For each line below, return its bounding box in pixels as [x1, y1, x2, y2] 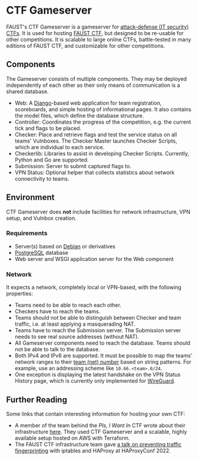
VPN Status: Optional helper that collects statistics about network [14, 169, 175, 176]
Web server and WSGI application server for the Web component [14, 255, 174, 262]
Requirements [6, 229, 48, 238]
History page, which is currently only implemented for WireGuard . [14, 377, 176, 385]
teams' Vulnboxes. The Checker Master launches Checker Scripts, [14, 137, 178, 144]
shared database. [6, 87, 49, 95]
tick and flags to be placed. [14, 124, 82, 131]
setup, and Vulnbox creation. [6, 215, 77, 222]
